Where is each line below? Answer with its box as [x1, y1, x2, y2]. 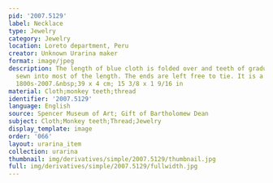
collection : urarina [8, 147, 79, 155]
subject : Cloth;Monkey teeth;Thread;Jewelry [8, 117, 162, 126]
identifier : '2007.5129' [8, 95, 93, 103]
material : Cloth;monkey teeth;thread [8, 87, 136, 96]
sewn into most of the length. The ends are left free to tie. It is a [15, 72, 264, 80]
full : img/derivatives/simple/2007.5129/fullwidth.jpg [8, 163, 198, 171]
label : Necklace [8, 19, 63, 28]
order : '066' [8, 132, 53, 140]
